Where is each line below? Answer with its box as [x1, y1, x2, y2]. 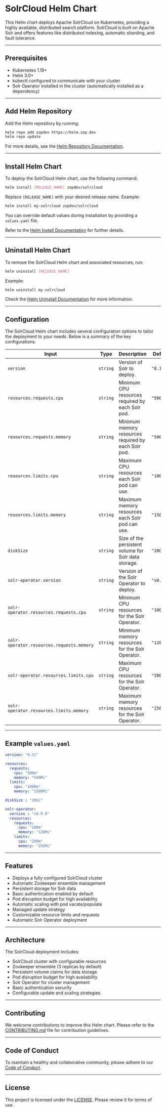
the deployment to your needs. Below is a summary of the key [5, 334, 131, 340]
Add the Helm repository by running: [5, 120, 80, 126]
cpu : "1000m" [14, 784, 41, 789]
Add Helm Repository [5, 107, 73, 116]
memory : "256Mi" [18, 843, 52, 848]
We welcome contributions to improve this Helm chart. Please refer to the [5, 1022, 155, 1028]
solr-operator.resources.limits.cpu [7, 673, 94, 679]
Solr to [118, 365, 134, 372]
